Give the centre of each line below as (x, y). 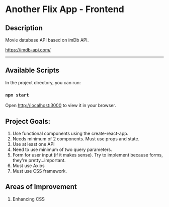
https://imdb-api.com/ (28, 50)
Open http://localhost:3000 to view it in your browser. (61, 106)
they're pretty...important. (39, 160)
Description (24, 28)
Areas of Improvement (41, 187)
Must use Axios (28, 166)
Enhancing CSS (29, 199)
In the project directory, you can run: (43, 82)
